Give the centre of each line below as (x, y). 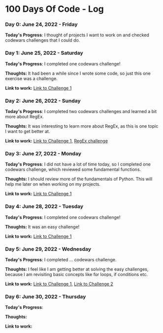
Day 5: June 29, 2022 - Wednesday (48, 249)
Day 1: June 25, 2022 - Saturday (44, 53)
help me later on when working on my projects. (53, 184)
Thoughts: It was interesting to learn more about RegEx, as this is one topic (82, 126)
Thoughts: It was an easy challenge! (42, 226)
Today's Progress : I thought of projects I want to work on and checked (77, 35)
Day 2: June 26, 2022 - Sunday (43, 101)
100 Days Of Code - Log (55, 9)
